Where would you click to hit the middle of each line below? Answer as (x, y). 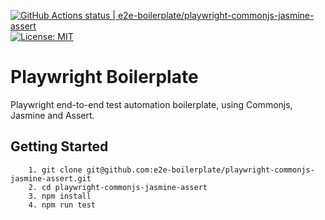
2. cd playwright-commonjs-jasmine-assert (118, 187)
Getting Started (59, 146)
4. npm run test (62, 205)
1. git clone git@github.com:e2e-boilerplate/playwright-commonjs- (171, 170)
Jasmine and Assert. (52, 115)
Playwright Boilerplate (104, 77)
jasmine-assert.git (51, 178)
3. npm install (60, 196)
